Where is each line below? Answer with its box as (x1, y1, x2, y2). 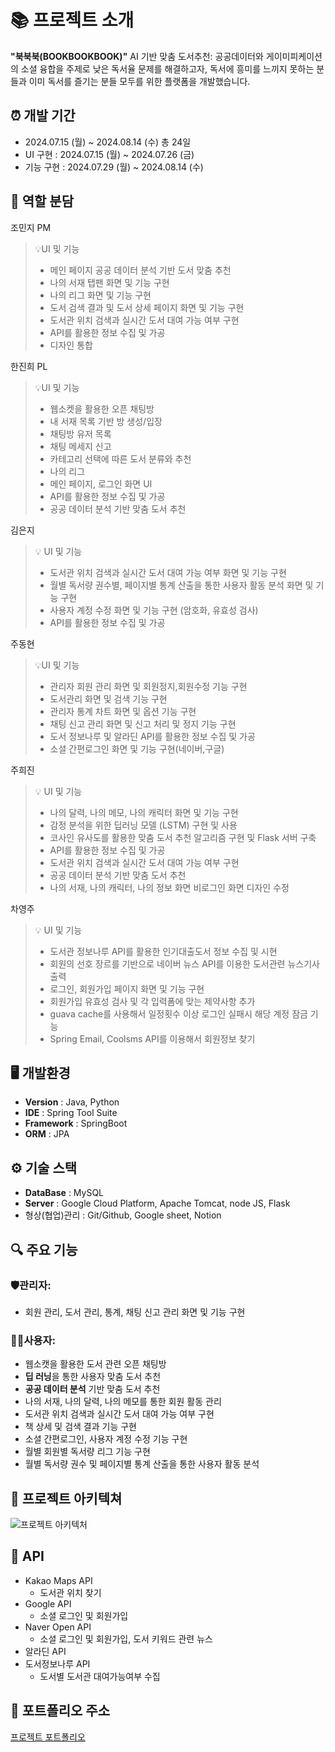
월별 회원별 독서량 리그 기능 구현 (24, 1446, 151, 1458)
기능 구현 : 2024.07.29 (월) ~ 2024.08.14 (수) (24, 161, 204, 173)
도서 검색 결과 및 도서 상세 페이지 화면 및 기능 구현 (49, 301, 245, 313)
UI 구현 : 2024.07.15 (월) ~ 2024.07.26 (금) (24, 148, 195, 160)
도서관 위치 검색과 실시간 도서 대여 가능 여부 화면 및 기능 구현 (49, 566, 287, 578)
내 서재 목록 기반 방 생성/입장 (49, 415, 163, 427)
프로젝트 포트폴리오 (10, 1731, 86, 1743)
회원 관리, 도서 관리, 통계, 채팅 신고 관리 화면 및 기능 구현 (24, 1306, 246, 1318)
